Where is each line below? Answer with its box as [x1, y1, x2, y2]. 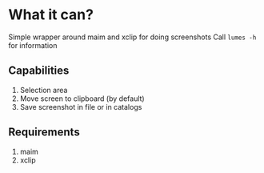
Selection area [19, 85, 68, 95]
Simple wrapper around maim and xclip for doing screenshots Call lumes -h [8, 32, 257, 42]
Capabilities [8, 64, 70, 78]
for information [8, 40, 58, 50]
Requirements [8, 126, 80, 139]
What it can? [8, 6, 94, 24]
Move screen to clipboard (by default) [19, 94, 146, 103]
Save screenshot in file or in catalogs [19, 102, 142, 111]
